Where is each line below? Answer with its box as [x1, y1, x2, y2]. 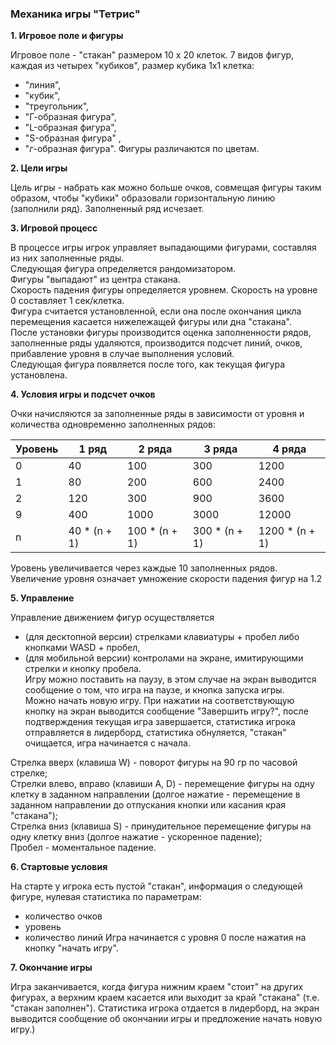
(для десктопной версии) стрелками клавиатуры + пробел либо [24, 631, 300, 643]
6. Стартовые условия [10, 861, 108, 873]
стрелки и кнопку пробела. [24, 663, 142, 675]
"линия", [24, 79, 62, 91]
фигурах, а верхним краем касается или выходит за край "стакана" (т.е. [10, 992, 320, 1004]
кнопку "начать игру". [24, 942, 119, 954]
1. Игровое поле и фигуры [10, 30, 124, 42]
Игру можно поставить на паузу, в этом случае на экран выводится [24, 673, 317, 686]
